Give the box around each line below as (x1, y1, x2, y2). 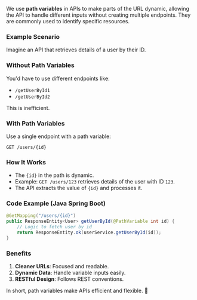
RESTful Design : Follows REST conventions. (14, 275, 124, 283)
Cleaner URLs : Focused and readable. (14, 263, 109, 270)
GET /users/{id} (6, 144, 47, 150)
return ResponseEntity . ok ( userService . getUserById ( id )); (17, 229, 162, 235)
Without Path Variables (6, 61, 75, 69)
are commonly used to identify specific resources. (6, 18, 130, 25)
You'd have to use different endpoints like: (6, 75, 110, 82)
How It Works (6, 158, 47, 166)
